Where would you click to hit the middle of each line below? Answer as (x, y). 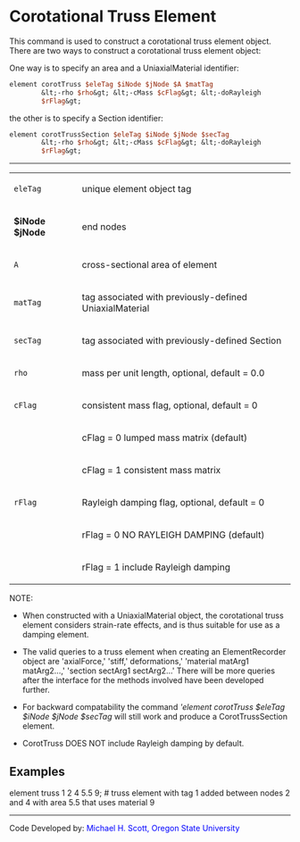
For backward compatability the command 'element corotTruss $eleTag (154, 707)
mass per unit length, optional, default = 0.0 (173, 373)
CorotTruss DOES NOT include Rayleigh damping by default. (133, 744)
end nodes (104, 227)
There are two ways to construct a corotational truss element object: (135, 50)
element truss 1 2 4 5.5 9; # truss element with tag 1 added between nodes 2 (150, 793)
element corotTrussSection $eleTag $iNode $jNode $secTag (119, 134)
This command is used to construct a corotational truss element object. (140, 41)
